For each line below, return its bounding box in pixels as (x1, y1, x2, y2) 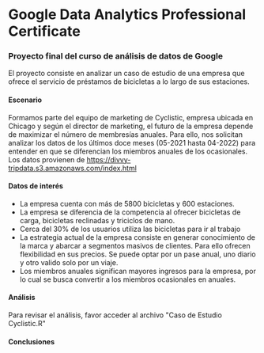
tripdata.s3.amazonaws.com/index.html (8, 163, 137, 173)
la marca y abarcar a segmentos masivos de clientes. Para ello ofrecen (19, 241, 251, 250)
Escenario (8, 95, 42, 104)
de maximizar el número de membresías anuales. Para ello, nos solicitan (8, 129, 243, 139)
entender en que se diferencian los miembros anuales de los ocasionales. (8, 146, 248, 156)
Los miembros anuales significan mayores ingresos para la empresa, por (19, 266, 257, 275)
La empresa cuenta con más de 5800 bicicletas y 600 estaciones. (19, 199, 235, 208)
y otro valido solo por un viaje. (19, 257, 119, 267)
